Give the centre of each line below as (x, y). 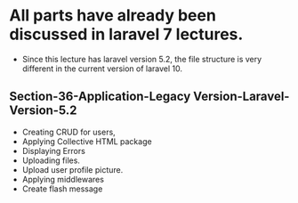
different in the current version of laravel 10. (102, 69)
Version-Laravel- (241, 97)
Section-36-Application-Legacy (100, 97)
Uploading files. (51, 160)
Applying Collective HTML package (87, 141)
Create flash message (62, 189)
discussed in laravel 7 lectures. (126, 34)
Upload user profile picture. (72, 169)
